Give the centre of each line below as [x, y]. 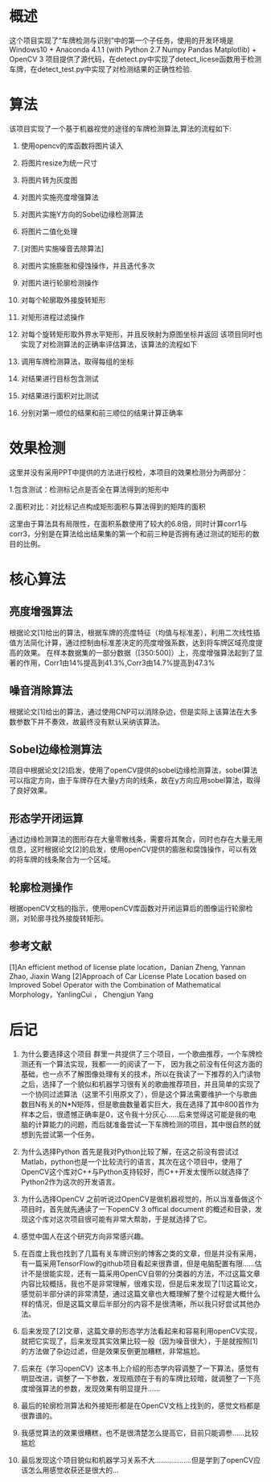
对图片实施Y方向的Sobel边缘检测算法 [82, 214]
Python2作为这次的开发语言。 [70, 1181]
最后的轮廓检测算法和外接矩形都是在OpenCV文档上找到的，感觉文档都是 [140, 1405]
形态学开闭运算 [46, 818]
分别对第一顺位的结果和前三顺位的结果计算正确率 [102, 413]
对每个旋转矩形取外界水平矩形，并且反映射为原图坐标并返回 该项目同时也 [142, 334]
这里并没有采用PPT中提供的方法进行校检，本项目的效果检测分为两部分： [129, 472]
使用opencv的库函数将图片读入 [72, 145]
